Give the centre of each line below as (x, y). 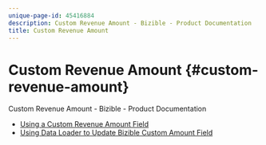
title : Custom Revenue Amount (59, 30)
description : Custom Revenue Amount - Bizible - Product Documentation (130, 23)
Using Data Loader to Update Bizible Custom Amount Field (116, 133)
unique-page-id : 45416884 (51, 16)
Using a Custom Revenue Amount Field (84, 124)
